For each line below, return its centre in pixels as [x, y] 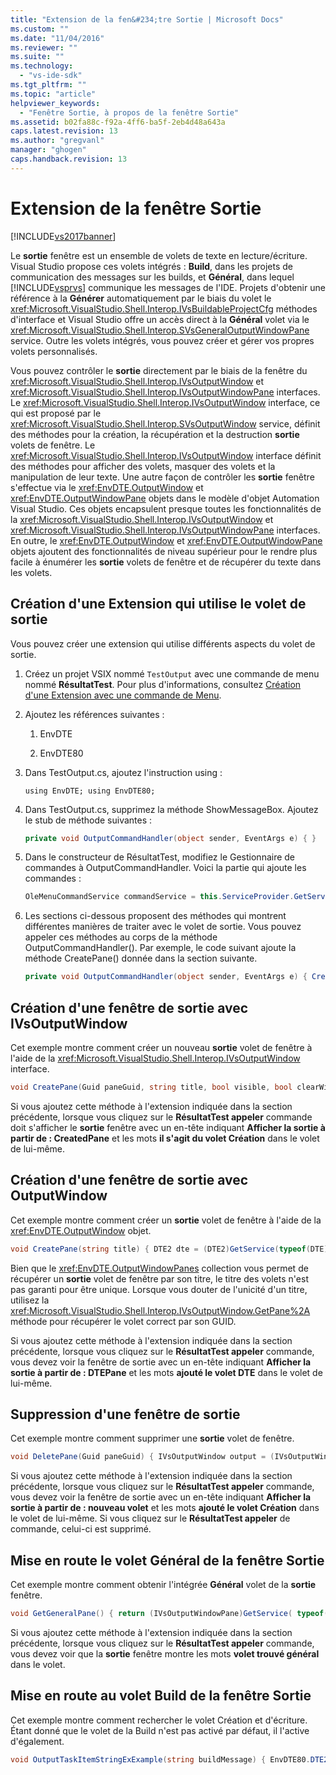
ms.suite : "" [37, 57]
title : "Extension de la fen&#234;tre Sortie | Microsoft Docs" [147, 19]
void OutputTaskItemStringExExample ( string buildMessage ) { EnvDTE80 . [160, 1759]
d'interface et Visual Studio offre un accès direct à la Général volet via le [160, 319]
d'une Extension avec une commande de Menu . [123, 695]
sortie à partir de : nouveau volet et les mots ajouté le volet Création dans [165, 1508]
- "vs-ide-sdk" [51, 76]
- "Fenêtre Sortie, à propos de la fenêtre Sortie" [129, 112]
